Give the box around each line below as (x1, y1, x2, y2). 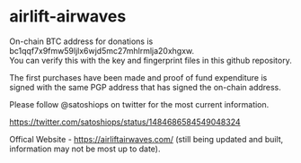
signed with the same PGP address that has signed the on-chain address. (9, 81, 281, 92)
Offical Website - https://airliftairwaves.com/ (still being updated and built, (9, 133, 284, 144)
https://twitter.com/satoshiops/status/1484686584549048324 (9, 116, 241, 127)
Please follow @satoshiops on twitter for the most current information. (9, 99, 270, 109)
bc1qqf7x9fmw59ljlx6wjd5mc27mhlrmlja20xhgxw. (9, 45, 195, 56)
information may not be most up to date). (9, 143, 161, 154)
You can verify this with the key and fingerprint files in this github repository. (9, 55, 292, 65)
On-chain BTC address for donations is (9, 36, 154, 47)
